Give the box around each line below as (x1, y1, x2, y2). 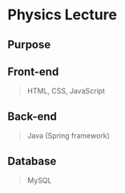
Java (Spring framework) (26, 131, 110, 141)
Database (7, 154, 57, 168)
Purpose (7, 38, 51, 51)
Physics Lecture (7, 6, 118, 24)
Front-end (7, 64, 59, 78)
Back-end (7, 109, 58, 123)
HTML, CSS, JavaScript (26, 86, 106, 96)
